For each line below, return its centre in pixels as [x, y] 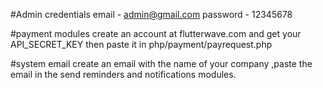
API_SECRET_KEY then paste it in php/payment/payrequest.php [141, 44]
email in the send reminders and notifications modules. [123, 74]
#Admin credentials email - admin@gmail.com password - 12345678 [151, 14]
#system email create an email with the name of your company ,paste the [161, 63]
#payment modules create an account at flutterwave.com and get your [156, 33]
